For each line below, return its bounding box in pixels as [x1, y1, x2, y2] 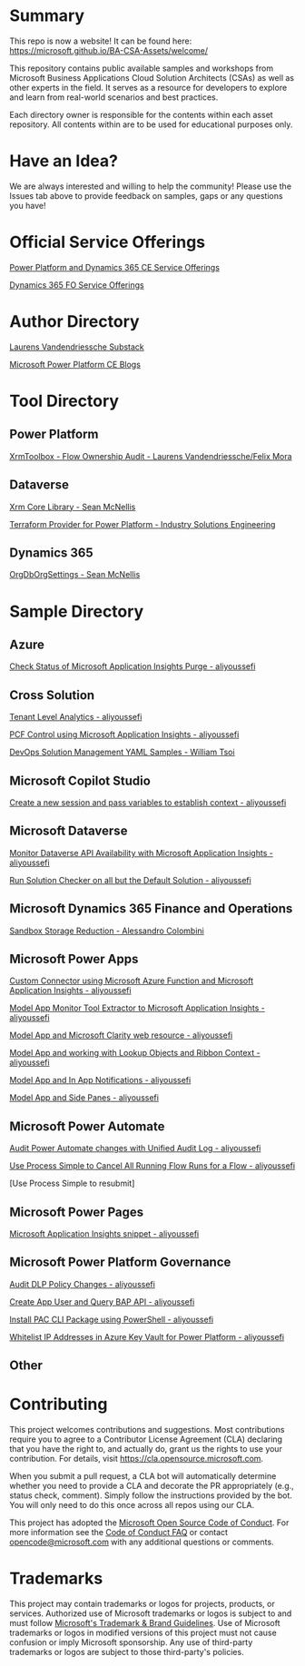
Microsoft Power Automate [9, 1119, 165, 1134]
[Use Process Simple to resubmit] [9, 1178, 135, 1189]
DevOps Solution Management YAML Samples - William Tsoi [9, 746, 235, 758]
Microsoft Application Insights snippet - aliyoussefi [9, 1228, 200, 1239]
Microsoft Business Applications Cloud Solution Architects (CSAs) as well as [9, 72, 295, 83]
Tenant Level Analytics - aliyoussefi [9, 712, 143, 723]
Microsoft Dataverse [9, 823, 128, 839]
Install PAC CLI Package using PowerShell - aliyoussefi [9, 1314, 214, 1325]
